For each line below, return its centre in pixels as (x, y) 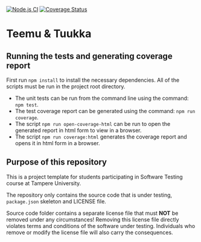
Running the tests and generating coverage (90, 56)
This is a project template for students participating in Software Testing (94, 177)
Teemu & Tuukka (49, 34)
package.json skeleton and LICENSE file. (56, 201)
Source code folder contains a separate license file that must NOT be (92, 213)
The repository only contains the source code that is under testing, (89, 195)
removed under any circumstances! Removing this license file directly (93, 219)
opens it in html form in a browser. (57, 143)
